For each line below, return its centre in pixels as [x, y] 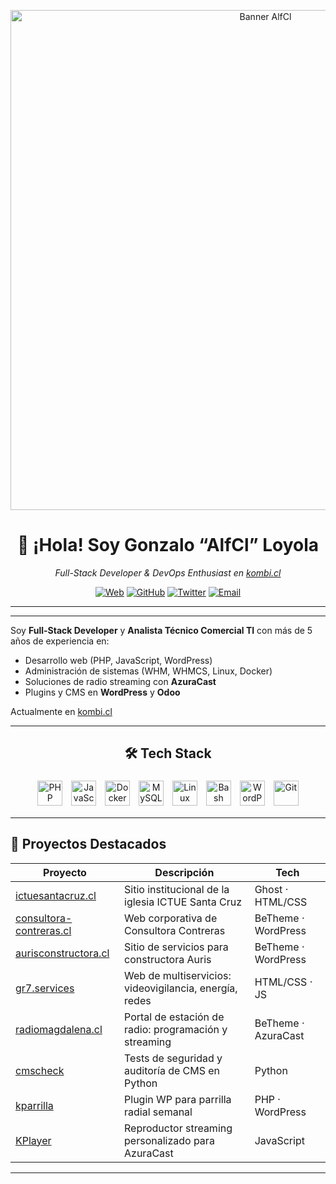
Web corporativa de [171, 918]
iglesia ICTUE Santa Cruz [183, 902]
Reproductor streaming [178, 1128]
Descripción [184, 872]
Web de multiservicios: [178, 975]
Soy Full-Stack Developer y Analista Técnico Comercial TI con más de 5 [161, 630]
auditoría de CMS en [172, 1070]
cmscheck [40, 1070]
